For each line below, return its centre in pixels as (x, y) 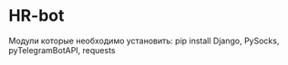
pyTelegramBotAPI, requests (62, 50)
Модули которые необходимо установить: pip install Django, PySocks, (144, 41)
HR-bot (36, 16)
